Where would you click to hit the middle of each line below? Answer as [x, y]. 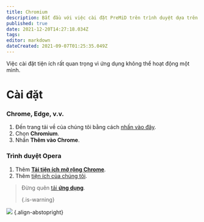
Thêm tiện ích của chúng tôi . [51, 176]
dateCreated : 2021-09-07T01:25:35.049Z [57, 46]
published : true [27, 23]
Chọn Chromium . [37, 134]
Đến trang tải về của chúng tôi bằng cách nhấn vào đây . [86, 127]
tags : [13, 35]
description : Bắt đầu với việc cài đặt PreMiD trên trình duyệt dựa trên [102, 18]
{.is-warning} [38, 199]
